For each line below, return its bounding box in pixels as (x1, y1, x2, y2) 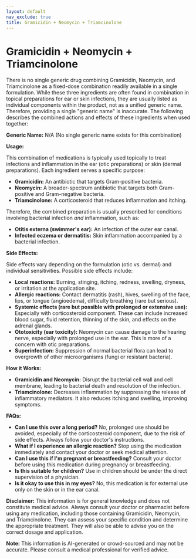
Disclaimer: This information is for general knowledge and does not (6, 497, 170, 504)
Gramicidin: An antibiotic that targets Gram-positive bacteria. (14, 178, 163, 185)
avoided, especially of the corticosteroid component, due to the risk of (14, 430, 185, 437)
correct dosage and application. (6, 528, 83, 536)
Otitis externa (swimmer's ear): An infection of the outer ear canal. (14, 226, 178, 233)
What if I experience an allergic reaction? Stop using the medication (14, 442, 182, 449)
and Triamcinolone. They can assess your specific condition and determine (6, 516, 188, 523)
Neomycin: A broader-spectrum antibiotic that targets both (14, 184, 158, 191)
